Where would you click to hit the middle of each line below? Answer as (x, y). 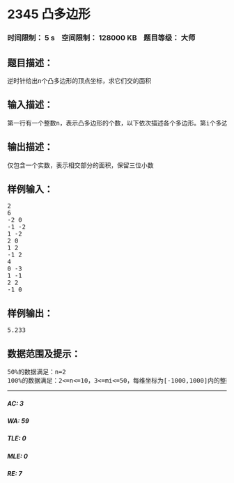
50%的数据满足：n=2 (37, 371)
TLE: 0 (17, 438)
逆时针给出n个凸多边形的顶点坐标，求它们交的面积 (79, 80)
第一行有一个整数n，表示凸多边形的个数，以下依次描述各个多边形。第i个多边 (118, 123)
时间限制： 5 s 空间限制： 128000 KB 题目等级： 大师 (101, 38)
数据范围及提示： (44, 354)
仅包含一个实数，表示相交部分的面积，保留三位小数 (80, 165)
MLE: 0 (17, 456)
